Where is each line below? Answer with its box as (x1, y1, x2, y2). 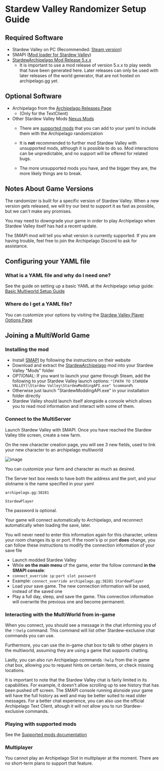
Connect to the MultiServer (5, 416, 71, 423)
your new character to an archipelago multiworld (5, 447, 103, 453)
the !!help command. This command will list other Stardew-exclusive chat (5, 627, 155, 633)
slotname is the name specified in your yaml (5, 481, 94, 487)
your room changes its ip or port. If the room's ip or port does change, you (5, 537, 156, 543)
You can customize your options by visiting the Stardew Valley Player (5, 311, 144, 318)
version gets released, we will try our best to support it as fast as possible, (5, 203, 155, 209)
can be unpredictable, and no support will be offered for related (19, 150, 148, 156)
